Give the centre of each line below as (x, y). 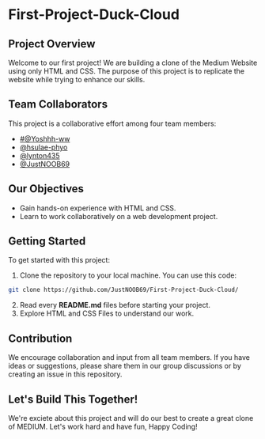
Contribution (40, 338)
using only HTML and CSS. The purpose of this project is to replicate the (127, 71)
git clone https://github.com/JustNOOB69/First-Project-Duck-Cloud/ (123, 290)
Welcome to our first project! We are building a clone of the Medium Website (133, 62)
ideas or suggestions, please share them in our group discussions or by (125, 366)
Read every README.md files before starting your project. (115, 305)
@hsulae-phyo (44, 147)
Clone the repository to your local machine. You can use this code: (128, 275)
